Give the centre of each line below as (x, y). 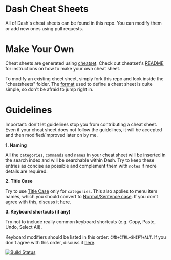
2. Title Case (19, 181)
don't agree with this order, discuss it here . (50, 242)
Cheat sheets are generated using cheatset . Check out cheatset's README (84, 63)
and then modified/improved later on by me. (52, 135)
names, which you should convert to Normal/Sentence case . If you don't (82, 196)
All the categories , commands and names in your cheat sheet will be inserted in (85, 155)
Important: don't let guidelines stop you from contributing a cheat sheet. (81, 124)
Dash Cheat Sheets (47, 9)
